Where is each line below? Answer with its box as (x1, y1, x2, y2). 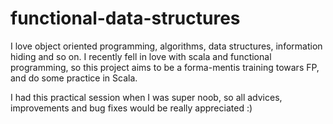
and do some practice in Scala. (10, 72, 138, 84)
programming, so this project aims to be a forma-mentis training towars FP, (10, 61, 320, 73)
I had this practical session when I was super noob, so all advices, (10, 91, 283, 103)
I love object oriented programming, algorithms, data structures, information (10, 40, 323, 52)
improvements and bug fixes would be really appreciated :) (10, 102, 253, 114)
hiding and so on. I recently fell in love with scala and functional (10, 50, 272, 62)
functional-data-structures (10, 7, 241, 30)
